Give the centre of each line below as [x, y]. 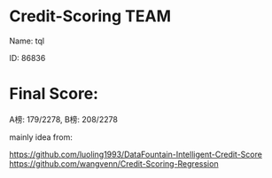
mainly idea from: [41, 137]
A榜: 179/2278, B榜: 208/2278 [63, 119]
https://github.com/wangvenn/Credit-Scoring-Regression [114, 163]
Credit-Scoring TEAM [90, 16]
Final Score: [54, 94]
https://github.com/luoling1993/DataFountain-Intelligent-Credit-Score [136, 154]
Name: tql [27, 41]
